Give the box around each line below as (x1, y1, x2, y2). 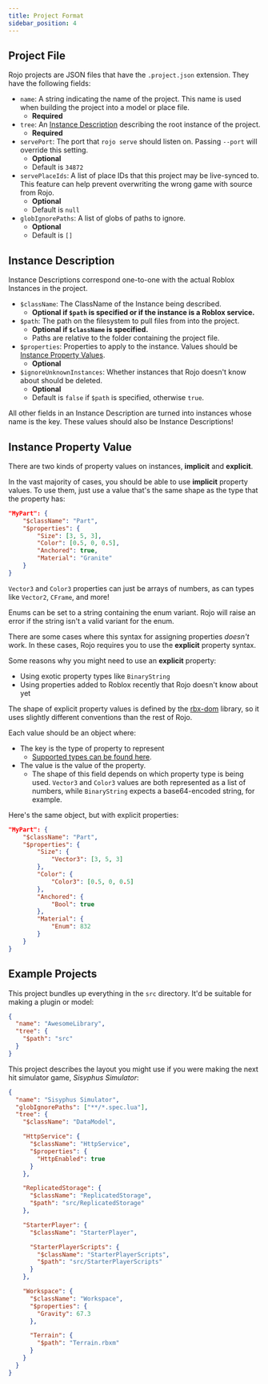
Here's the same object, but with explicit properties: (8, 810, 179, 819)
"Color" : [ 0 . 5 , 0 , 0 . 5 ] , (37, 539, 120, 548)
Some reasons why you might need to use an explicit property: (8, 655, 217, 666)
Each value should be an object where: (8, 727, 137, 738)
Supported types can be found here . (31, 751, 152, 762)
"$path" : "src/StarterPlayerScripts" (37, 1258, 162, 1266)
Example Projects (8, 967, 98, 981)
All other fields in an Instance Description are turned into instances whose (8, 408, 252, 418)
